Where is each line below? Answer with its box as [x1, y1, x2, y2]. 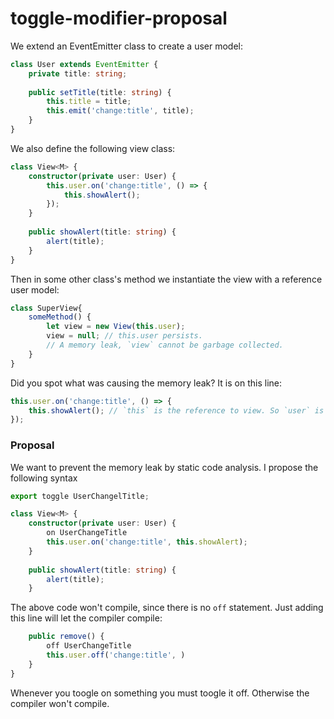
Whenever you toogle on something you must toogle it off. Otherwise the [10, 687, 310, 699]
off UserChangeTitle [46, 641, 132, 651]
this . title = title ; [46, 97, 132, 107]
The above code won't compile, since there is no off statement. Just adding [10, 602, 324, 614]
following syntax [10, 472, 78, 484]
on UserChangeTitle [46, 528, 128, 538]
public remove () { [28, 632, 105, 642]
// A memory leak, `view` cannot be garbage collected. [46, 340, 284, 351]
